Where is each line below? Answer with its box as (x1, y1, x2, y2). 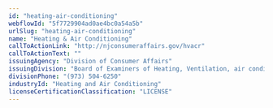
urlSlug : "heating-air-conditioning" (8, 27, 136, 35)
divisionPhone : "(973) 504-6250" (8, 72, 122, 80)
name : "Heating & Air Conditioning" (8, 34, 132, 43)
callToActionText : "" (8, 50, 82, 58)
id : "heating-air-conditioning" (8, 11, 118, 20)
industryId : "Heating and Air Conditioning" (8, 80, 162, 88)
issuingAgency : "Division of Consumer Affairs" (8, 58, 173, 66)
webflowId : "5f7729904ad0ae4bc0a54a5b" (8, 19, 144, 28)
